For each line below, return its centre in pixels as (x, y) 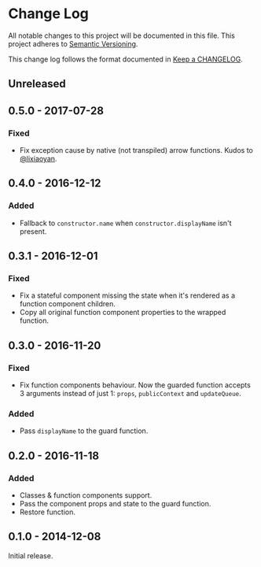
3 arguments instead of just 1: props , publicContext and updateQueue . (130, 394)
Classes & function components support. (86, 495)
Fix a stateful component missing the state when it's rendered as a (127, 295)
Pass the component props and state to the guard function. (115, 504)
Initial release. (31, 555)
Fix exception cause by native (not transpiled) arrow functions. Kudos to (136, 150)
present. (33, 231)
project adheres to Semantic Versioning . (73, 43)
